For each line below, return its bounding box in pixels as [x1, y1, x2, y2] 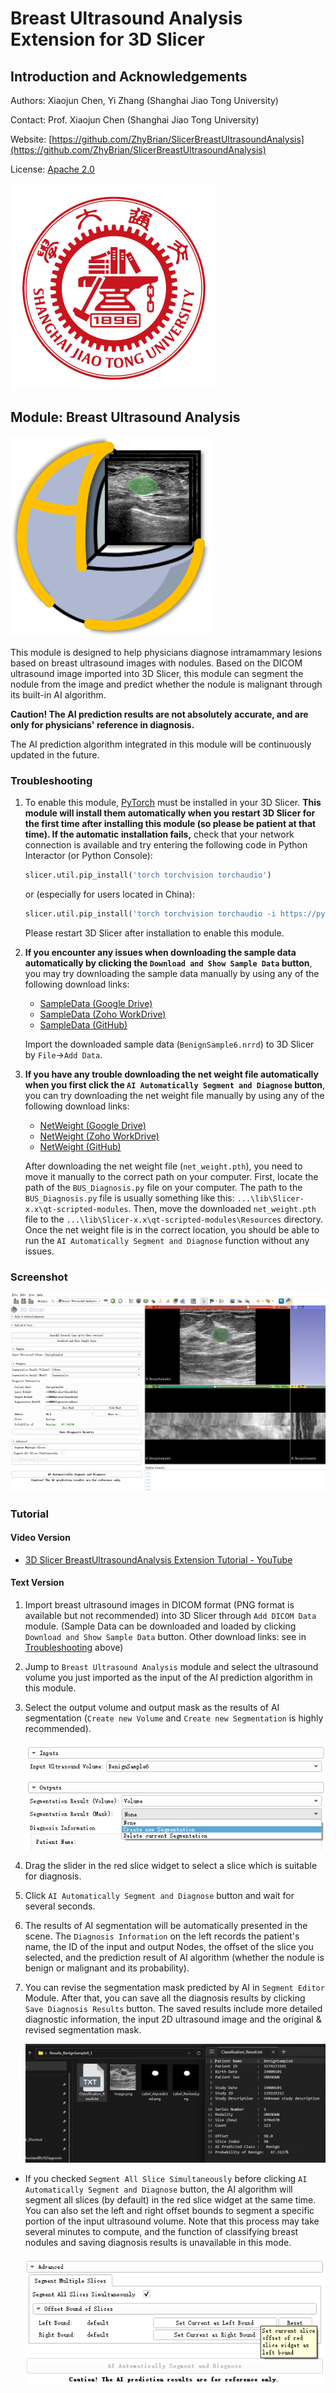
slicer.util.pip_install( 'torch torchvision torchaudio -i [24, 908, 277, 919]
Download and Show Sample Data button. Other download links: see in [24, 1630, 307, 1642]
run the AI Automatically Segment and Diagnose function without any [24, 1234, 310, 1246]
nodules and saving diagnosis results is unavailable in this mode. [24, 2237, 292, 2249]
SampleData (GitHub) [39, 1018, 128, 1031]
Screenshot [10, 1270, 68, 1284]
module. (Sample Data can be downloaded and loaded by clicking [24, 1620, 297, 1632]
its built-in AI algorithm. [10, 688, 107, 701]
